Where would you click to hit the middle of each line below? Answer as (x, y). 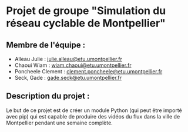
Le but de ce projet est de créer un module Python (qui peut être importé (94, 110)
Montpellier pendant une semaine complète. (59, 123)
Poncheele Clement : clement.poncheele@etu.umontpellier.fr (88, 71)
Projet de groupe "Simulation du (86, 11)
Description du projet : (48, 96)
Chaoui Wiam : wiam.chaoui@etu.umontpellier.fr (73, 65)
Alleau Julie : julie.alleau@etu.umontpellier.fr (68, 59)
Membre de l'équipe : (46, 45)
